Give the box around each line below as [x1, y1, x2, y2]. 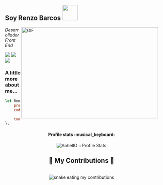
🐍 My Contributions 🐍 [49, 156, 114, 165]
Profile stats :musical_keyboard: [48, 132, 115, 137]
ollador [5, 32, 19, 38]
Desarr [5, 27, 19, 33]
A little [5, 69, 21, 76]
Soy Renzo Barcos [5, 14, 61, 22]
